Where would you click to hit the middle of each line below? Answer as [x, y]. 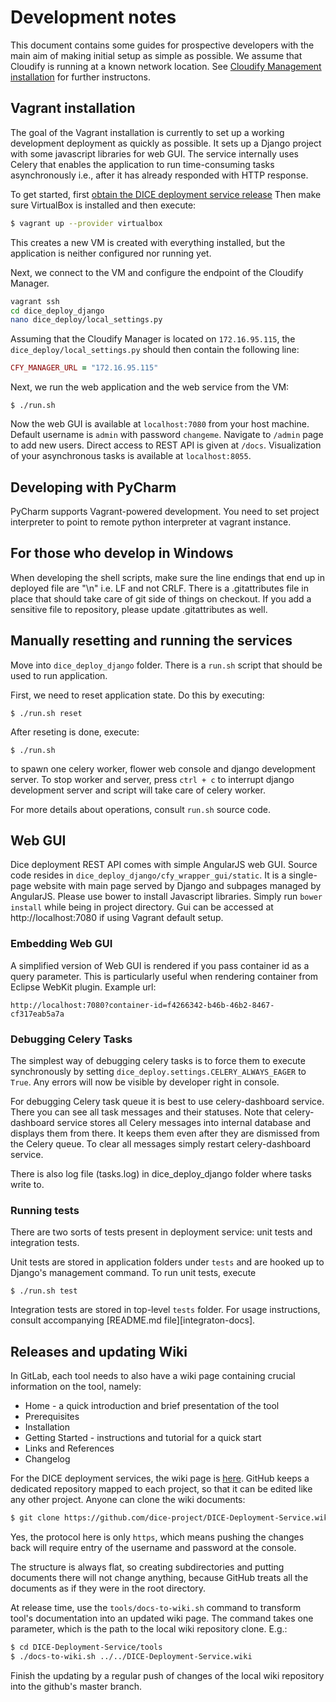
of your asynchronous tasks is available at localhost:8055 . [131, 456]
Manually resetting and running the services [151, 641]
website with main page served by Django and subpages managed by [177, 886]
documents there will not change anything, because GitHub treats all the [159, 1577]
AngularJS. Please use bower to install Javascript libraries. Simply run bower [166, 897]
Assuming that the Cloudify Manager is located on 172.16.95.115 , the [153, 339]
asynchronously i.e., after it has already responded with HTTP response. [159, 175]
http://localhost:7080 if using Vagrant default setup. [117, 918]
